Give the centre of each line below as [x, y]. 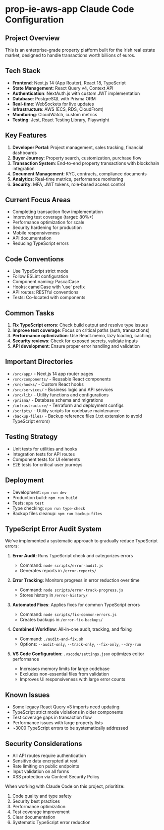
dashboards [25, 152]
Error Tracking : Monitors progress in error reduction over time [76, 580]
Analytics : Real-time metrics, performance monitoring [68, 179]
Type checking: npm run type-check [49, 508]
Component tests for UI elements [46, 459]
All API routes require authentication [49, 755]
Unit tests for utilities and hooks [45, 449]
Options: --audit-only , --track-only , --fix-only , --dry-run [80, 644]
